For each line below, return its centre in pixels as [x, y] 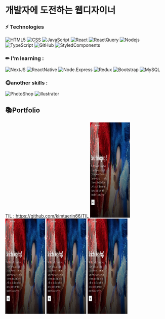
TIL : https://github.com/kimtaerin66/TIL [47, 216]
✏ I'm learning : [25, 58]
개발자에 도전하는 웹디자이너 [60, 10]
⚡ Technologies [25, 27]
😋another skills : [27, 83]
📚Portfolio [23, 110]
